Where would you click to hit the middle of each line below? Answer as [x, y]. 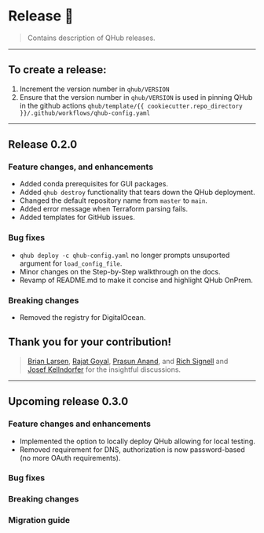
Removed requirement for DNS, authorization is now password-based [132, 449]
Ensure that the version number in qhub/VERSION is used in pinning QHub [136, 97]
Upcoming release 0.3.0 [68, 401]
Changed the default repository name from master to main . [114, 200]
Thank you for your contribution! [90, 342]
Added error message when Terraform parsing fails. [104, 209]
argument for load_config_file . [71, 263]
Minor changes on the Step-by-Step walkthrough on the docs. [120, 271]
